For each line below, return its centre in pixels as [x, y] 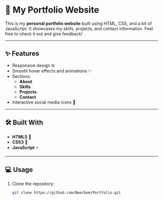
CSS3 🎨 [20, 142]
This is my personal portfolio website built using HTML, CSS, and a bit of [78, 23]
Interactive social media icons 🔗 [44, 102]
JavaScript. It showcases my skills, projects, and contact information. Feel [79, 28]
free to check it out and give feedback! [44, 34]
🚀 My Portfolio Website [52, 10]
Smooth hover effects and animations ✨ [52, 71]
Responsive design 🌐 [33, 65]
